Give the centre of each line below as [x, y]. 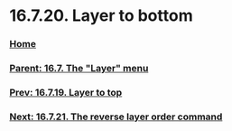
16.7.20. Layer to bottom [101, 16]
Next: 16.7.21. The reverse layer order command [116, 117]
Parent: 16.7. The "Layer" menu [79, 69]
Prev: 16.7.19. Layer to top [66, 92]
